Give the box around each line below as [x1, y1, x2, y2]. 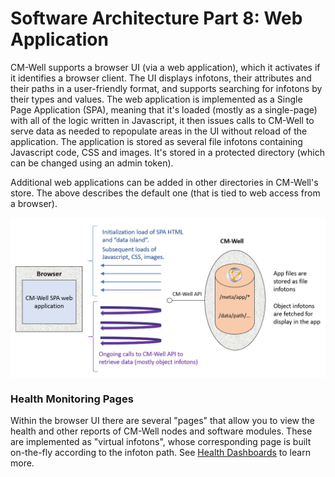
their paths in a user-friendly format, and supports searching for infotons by [10, 82, 323, 94]
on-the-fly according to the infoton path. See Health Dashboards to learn [10, 447, 311, 459]
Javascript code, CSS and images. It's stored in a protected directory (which [10, 146, 326, 158]
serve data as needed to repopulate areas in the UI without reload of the [10, 125, 308, 137]
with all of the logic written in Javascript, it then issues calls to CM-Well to [10, 114, 315, 126]
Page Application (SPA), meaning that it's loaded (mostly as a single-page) [10, 103, 318, 116]
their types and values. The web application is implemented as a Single [10, 93, 303, 105]
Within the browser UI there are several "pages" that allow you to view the [10, 415, 316, 427]
